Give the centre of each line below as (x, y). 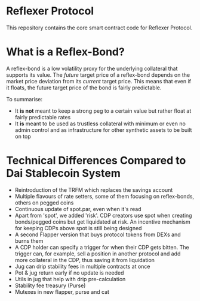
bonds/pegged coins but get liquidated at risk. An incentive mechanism (102, 222)
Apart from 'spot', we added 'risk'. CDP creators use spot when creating (103, 215)
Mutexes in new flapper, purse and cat (62, 291)
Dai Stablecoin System (63, 174)
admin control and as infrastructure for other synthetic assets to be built (103, 130)
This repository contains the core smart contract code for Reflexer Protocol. (99, 28)
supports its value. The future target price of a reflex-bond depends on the (98, 75)
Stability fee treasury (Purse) (50, 285)
